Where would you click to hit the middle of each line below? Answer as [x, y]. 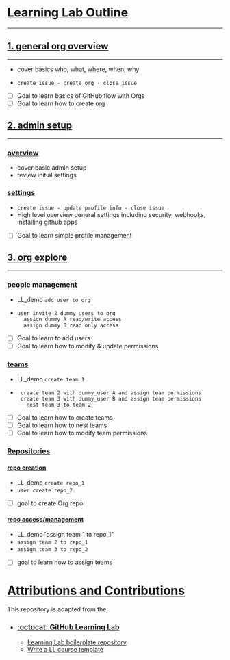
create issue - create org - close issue [77, 83]
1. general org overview [58, 46]
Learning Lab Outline [68, 13]
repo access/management [46, 519]
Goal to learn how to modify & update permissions [88, 346]
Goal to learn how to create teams [65, 417]
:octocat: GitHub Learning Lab [68, 627]
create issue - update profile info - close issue [91, 208]
